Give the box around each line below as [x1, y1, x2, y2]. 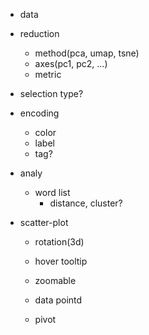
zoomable [34, 275, 77, 286]
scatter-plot [19, 217, 69, 228]
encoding [19, 107, 60, 119]
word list [34, 187, 71, 198]
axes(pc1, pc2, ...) [34, 58, 108, 69]
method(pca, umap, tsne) [34, 47, 140, 59]
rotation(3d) [34, 236, 85, 248]
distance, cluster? [49, 197, 123, 209]
